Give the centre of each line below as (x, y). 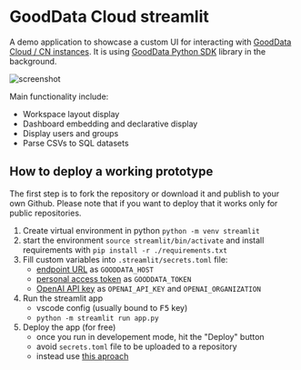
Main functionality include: (59, 96)
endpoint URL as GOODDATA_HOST (95, 269)
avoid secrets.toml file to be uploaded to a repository (137, 346)
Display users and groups (70, 133)
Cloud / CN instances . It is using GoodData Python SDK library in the (138, 51)
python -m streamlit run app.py (97, 318)
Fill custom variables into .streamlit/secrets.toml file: (125, 259)
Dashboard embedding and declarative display (110, 124)
